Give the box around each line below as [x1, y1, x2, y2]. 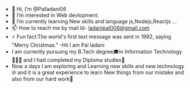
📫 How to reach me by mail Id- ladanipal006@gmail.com [11, 24, 150, 31]
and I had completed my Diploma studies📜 [23, 57, 125, 64]
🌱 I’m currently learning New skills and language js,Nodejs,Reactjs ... [11, 18, 177, 24]
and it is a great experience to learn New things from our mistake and [17, 69, 184, 76]
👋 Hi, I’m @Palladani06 [11, 6, 67, 12]
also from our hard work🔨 [11, 76, 74, 82]
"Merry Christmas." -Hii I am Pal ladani [11, 41, 105, 48]
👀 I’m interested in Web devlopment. [11, 12, 99, 19]
